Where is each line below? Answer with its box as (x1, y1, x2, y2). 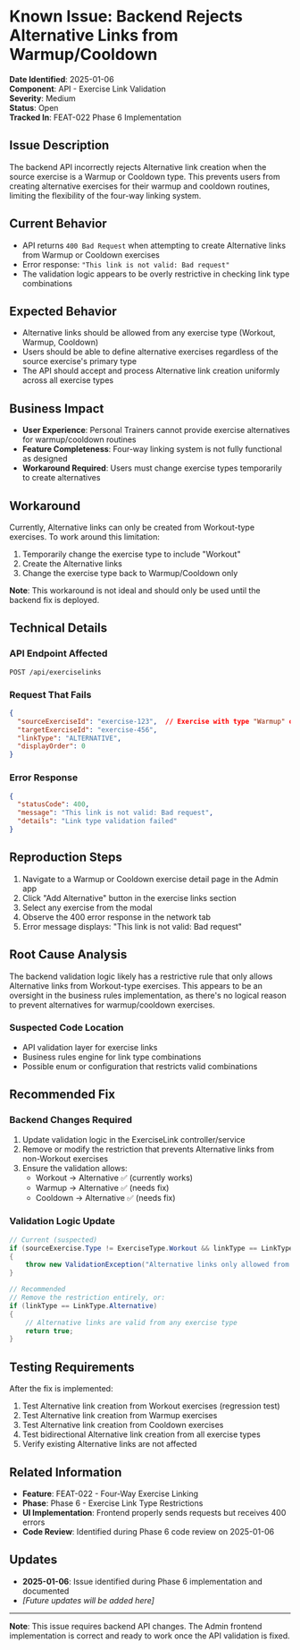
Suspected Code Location (9, 1022, 124, 1034)
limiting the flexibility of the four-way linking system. (9, 190, 202, 200)
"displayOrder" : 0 (17, 742, 87, 751)
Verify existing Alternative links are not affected (21, 1439, 197, 1450)
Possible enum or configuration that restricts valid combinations (21, 1060, 258, 1071)
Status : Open (9, 102, 59, 113)
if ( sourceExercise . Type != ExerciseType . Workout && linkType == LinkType (9, 1244, 294, 1253)
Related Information (9, 1465, 122, 1480)
